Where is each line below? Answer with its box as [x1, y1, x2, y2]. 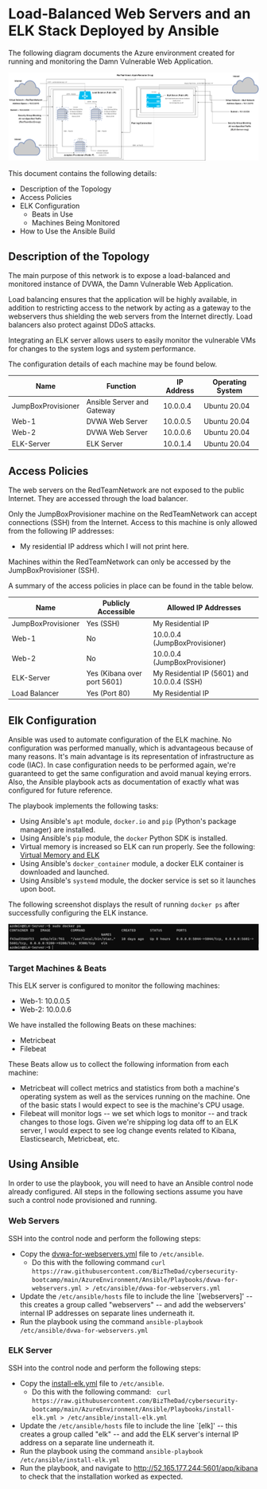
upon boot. [19, 884, 56, 893]
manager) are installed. [19, 825, 96, 834]
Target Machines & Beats [8, 963, 107, 974]
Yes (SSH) [86, 618, 121, 628]
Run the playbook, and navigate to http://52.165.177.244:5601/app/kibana [19, 1463, 258, 1472]
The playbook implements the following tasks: [8, 801, 159, 810]
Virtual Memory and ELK [19, 850, 100, 860]
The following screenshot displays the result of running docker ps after [8, 899, 240, 909]
